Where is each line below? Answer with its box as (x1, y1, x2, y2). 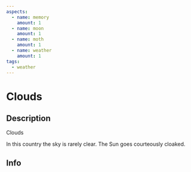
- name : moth (11, 36, 44, 42)
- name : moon (11, 25, 44, 32)
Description (6, 113, 51, 123)
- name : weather (11, 48, 52, 54)
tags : (6, 58, 20, 64)
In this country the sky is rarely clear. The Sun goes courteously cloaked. (6, 140, 186, 148)
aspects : (6, 8, 28, 15)
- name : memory (11, 14, 50, 20)
